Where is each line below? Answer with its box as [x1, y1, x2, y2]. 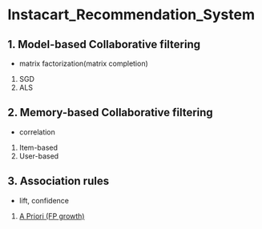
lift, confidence [18, 195, 70, 205]
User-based [18, 151, 59, 161]
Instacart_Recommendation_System [7, 6, 256, 24]
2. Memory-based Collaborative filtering [7, 106, 213, 119]
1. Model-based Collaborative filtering [7, 38, 201, 51]
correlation [18, 127, 55, 137]
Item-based [18, 143, 58, 152]
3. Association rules [7, 175, 110, 188]
